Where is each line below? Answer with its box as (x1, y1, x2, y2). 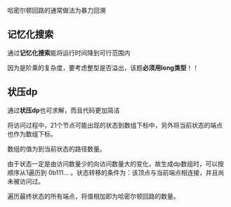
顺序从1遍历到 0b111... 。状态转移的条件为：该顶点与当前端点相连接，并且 (7, 168, 218, 177)
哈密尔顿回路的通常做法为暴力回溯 (7, 6, 106, 14)
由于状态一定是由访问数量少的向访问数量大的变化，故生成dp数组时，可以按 (7, 159, 225, 168)
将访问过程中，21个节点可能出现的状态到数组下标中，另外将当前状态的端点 (7, 121, 223, 129)
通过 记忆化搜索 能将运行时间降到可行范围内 (7, 48, 131, 57)
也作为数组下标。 (7, 129, 57, 138)
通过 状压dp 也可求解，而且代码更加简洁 (7, 106, 120, 114)
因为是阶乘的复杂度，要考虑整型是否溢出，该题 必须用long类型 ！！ (7, 63, 199, 72)
